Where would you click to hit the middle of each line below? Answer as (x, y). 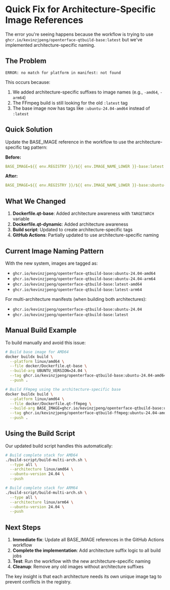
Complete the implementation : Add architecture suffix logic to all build (87, 550)
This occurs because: (28, 82)
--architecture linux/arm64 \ (41, 502)
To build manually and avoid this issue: (46, 343)
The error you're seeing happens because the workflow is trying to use (79, 34)
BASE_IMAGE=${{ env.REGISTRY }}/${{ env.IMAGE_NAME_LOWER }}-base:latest (85, 166)
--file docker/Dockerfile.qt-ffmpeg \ (51, 403)
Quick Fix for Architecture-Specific (80, 9)
